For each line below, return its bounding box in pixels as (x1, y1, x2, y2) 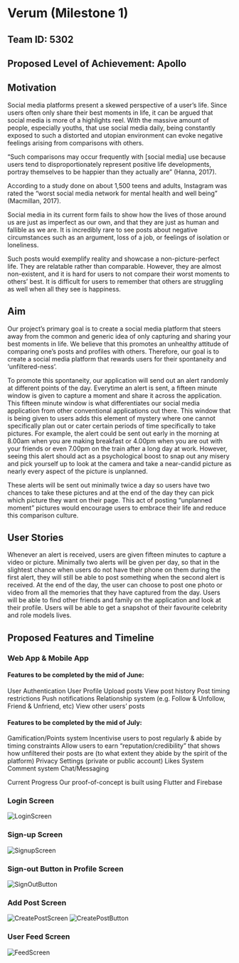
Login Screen (7, 796, 55, 806)
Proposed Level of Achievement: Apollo (7, 57, 187, 69)
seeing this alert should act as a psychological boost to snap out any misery (7, 451, 230, 460)
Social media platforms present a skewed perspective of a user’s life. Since (7, 101, 228, 109)
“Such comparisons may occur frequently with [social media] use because (7, 152, 226, 161)
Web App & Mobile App (7, 653, 89, 663)
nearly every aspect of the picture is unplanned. (7, 467, 148, 475)
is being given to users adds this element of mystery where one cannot (7, 413, 216, 422)
